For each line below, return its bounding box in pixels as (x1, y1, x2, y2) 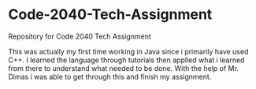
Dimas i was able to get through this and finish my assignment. (8, 72, 212, 81)
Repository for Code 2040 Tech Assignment (8, 32, 151, 41)
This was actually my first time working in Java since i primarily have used (8, 46, 249, 56)
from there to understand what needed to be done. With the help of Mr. (8, 63, 239, 72)
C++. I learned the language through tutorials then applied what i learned (8, 55, 245, 65)
